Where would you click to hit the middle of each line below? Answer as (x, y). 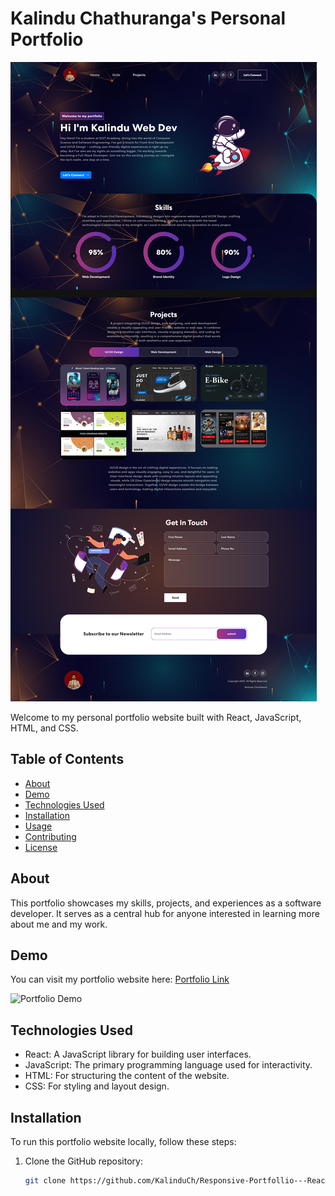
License (41, 847)
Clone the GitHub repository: (83, 1161)
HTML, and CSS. (44, 728)
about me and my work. (59, 924)
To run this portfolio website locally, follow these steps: (123, 1141)
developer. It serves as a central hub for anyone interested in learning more (165, 913)
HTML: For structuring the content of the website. (127, 1076)
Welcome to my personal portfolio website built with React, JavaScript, (156, 717)
